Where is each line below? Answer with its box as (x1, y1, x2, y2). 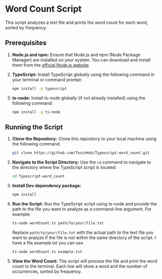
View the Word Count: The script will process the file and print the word (12, 258, 158, 264)
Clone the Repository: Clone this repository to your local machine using (12, 136, 157, 142)
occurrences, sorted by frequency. (12, 268, 82, 274)
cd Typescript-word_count (12, 174, 65, 179)
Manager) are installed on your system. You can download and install (12, 57, 151, 63)
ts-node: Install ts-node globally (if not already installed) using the (12, 95, 145, 101)
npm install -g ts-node (12, 110, 61, 114)
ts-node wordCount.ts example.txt (12, 249, 82, 254)
